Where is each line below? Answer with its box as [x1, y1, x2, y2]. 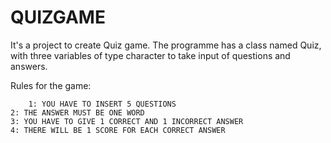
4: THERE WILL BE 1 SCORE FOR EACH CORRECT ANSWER [10, 125, 226, 135]
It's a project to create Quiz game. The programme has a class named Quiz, [10, 39, 322, 51]
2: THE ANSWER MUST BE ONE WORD [10, 107, 145, 118]
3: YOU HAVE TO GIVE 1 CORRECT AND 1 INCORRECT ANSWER [10, 116, 244, 126]
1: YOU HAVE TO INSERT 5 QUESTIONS [28, 99, 177, 109]
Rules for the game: [10, 79, 92, 91]
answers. [10, 60, 48, 72]
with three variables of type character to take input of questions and [10, 49, 291, 61]
